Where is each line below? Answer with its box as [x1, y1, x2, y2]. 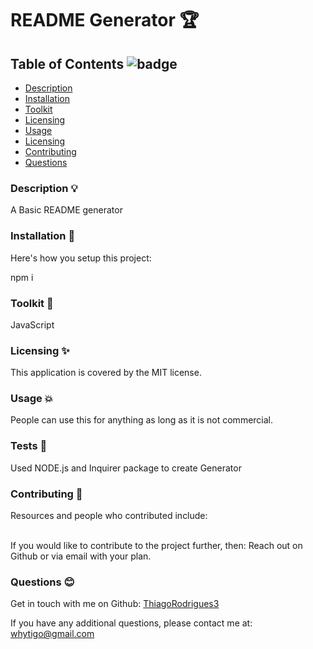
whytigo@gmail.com [10, 628, 95, 640]
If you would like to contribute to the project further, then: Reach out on [10, 540, 303, 552]
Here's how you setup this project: [10, 252, 152, 264]
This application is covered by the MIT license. [10, 367, 202, 379]
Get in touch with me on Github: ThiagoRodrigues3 [10, 598, 220, 610]
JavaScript [10, 318, 55, 331]
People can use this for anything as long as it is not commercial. [10, 414, 274, 426]
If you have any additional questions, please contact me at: [10, 617, 253, 629]
